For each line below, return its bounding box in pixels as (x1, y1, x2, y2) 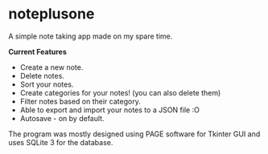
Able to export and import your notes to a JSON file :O (19, 105, 200, 115)
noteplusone (8, 5, 95, 23)
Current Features (8, 47, 67, 56)
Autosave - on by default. (19, 113, 105, 123)
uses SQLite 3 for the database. (8, 137, 113, 147)
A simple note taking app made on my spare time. (8, 31, 173, 41)
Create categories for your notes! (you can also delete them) (19, 87, 221, 97)
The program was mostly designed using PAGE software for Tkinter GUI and (8, 129, 261, 139)
